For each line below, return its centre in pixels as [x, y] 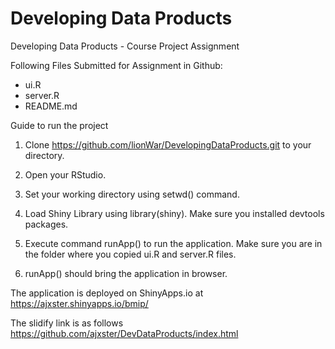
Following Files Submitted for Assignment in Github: [116, 65]
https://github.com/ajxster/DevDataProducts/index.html [124, 333]
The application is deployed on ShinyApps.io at [107, 293]
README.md [51, 106]
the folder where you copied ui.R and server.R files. [130, 254]
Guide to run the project [59, 125]
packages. [46, 224]
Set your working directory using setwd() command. [132, 194]
